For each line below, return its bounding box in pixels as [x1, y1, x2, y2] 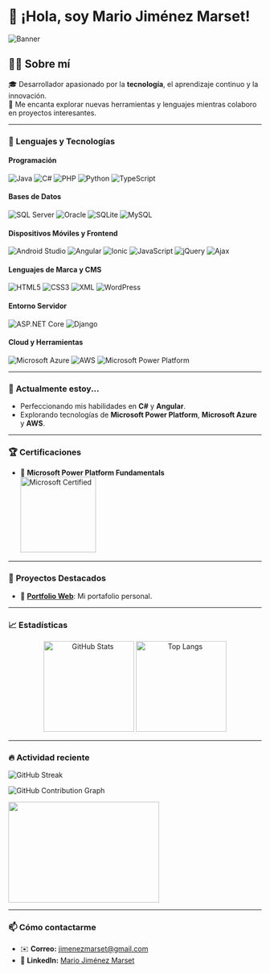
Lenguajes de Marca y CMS [8, 264, 102, 274]
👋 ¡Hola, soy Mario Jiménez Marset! [8, 7, 251, 26]
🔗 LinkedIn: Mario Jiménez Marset [19, 955, 135, 965]
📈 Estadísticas [8, 619, 68, 630]
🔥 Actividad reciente [8, 752, 90, 763]
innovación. [8, 90, 47, 100]
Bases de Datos [8, 192, 62, 202]
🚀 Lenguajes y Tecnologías [8, 135, 115, 147]
